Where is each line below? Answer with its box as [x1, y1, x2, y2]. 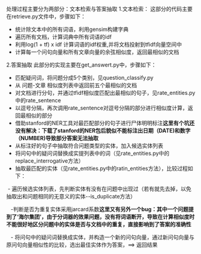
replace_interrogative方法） [14, 157, 85, 164]
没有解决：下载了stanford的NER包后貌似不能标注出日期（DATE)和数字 [14, 127, 191, 134]
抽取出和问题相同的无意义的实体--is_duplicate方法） [6, 193, 136, 200]
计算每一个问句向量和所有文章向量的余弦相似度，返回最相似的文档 [14, 48, 179, 56]
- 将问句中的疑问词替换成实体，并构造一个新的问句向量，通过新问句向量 [10, 233, 190, 241]
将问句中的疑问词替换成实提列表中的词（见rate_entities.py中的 [14, 150, 170, 157]
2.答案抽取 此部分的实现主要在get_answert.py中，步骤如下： [6, 61, 157, 68]
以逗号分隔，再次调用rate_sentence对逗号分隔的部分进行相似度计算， [14, 105, 188, 111]
